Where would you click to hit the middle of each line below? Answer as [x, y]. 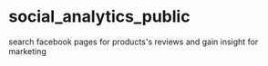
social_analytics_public [99, 17]
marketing [27, 51]
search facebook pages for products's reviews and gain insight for [134, 42]
